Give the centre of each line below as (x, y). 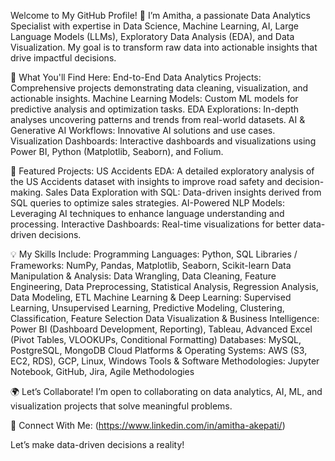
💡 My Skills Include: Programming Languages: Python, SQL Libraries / (154, 254)
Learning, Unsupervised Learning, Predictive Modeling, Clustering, (147, 308)
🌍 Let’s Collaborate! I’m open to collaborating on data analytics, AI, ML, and (166, 391)
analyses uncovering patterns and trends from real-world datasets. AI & (158, 119)
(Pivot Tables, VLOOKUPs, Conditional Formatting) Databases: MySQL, (156, 339)
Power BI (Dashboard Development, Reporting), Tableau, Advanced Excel (161, 329)
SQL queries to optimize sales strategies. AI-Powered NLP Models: (148, 203)
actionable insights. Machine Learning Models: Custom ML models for (154, 98)
